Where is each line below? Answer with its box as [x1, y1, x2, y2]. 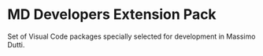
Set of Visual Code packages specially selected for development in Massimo [7, 32, 256, 41]
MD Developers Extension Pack [7, 6, 217, 24]
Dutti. [7, 39, 25, 49]
